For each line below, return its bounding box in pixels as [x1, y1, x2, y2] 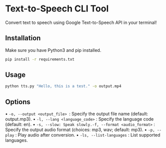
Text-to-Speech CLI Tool [5, 3, 109, 14]
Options [5, 98, 31, 106]
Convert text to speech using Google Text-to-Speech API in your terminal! [5, 19, 157, 25]
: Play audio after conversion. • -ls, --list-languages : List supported [15, 132, 161, 138]
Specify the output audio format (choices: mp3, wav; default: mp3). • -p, [5, 127, 156, 133]
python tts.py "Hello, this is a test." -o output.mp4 [5, 84, 122, 89]
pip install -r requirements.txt [5, 57, 75, 62]
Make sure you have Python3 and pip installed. [5, 47, 101, 53]
